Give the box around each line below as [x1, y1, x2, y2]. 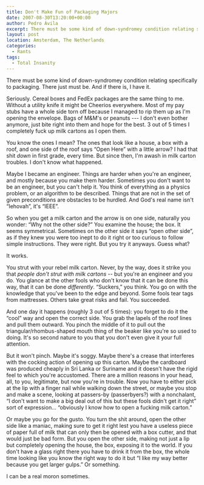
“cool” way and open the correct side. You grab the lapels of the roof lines [6, 314, 192, 321]
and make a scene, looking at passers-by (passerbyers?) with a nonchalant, [6, 391, 196, 398]
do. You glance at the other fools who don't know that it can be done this [6, 276, 188, 284]
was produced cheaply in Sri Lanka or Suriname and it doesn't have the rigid [6, 365, 198, 372]
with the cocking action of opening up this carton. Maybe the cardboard [6, 358, 186, 366]
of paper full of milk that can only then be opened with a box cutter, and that [6, 428, 197, 436]
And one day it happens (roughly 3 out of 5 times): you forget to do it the [6, 308, 188, 315]
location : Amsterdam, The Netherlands [6, 37, 104, 43]
